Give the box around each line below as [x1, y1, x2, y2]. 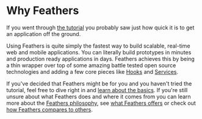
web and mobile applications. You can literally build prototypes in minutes [6, 48, 192, 56]
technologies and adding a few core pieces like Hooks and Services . [6, 68, 179, 75]
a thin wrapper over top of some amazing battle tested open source [6, 62, 176, 69]
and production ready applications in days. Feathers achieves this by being [6, 55, 195, 62]
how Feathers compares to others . [6, 106, 93, 113]
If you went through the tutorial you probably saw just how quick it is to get [6, 24, 195, 31]
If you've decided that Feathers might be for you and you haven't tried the [6, 80, 192, 87]
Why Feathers [6, 4, 79, 18]
